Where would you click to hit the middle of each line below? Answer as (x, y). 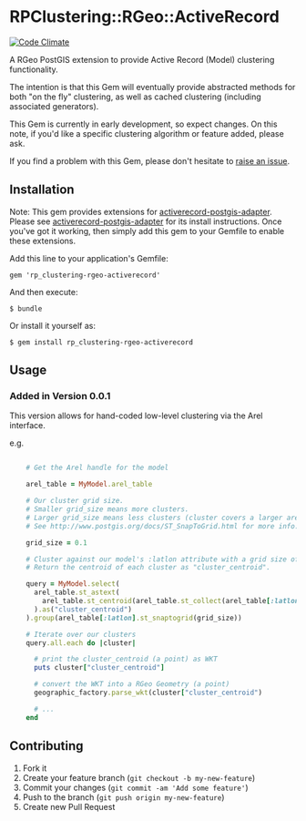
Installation (42, 190)
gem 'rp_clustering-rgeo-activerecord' (85, 275)
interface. (27, 426)
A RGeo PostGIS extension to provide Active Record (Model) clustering (142, 59)
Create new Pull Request (69, 806)
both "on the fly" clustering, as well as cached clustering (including (135, 97)
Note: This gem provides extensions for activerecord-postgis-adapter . (141, 211)
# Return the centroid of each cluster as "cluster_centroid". (148, 568)
